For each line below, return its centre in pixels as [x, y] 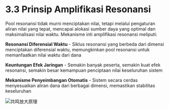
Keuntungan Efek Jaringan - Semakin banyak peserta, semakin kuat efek [83, 65]
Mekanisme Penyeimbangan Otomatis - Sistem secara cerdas [71, 80]
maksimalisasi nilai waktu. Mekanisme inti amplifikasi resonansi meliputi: [81, 34]
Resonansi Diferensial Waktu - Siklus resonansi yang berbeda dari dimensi [85, 44]
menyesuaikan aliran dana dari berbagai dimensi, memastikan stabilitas [80, 86]
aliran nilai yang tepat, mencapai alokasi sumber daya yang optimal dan [80, 29]
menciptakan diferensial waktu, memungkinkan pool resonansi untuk [77, 49]
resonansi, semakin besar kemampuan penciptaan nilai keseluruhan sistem [84, 70]
